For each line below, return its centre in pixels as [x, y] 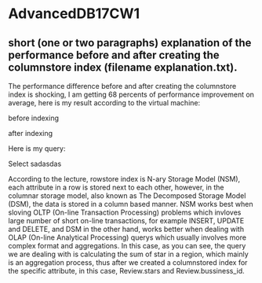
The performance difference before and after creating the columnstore [122, 86]
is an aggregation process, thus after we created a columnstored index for [128, 263]
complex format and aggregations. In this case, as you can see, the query [127, 246]
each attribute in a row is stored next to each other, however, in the [116, 187]
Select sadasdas [35, 164]
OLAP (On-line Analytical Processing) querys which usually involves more [127, 237]
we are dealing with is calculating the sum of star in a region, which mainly [128, 254]
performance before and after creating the [114, 55]
